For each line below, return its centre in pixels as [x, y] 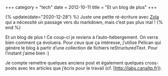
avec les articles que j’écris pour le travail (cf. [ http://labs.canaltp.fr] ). [90, 68]
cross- [152, 63]
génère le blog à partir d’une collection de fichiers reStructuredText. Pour [81, 48]
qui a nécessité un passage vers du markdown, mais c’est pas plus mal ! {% [84, 22]
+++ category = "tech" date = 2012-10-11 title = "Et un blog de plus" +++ [81, 7]
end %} [13, 27]
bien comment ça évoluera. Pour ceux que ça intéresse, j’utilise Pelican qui [83, 42]
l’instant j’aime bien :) [27, 53]
